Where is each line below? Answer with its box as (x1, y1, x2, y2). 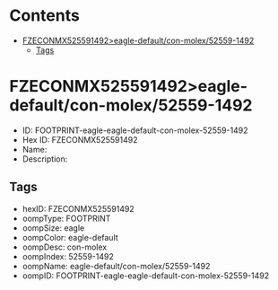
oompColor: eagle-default (22, 232, 118, 242)
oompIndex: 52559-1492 (22, 250, 115, 261)
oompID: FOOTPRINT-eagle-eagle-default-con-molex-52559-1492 (22, 270, 270, 281)
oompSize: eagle (22, 222, 85, 233)
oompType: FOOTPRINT (22, 213, 111, 224)
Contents (9, 5, 81, 26)
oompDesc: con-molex (22, 242, 108, 252)
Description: (22, 154, 68, 164)
